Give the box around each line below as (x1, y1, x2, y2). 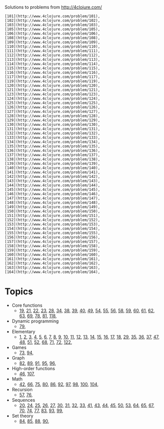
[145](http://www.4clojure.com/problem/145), (4, 187, 100, 192)
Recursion (11, 386, 33, 392)
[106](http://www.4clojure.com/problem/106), (4, 31, 100, 36)
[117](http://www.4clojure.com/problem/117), (4, 74, 100, 79)
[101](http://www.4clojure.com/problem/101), (4, 14, 100, 19)
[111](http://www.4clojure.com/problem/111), (4, 49, 100, 54)
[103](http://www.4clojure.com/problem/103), (4, 22, 100, 27)
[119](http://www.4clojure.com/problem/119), (4, 79, 100, 84)
